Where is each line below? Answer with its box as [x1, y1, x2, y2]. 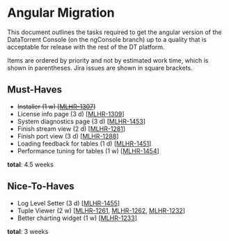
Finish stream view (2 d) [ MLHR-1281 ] [17, 124, 126, 133]
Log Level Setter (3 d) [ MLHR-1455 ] [17, 199, 120, 207]
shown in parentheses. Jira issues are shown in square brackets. [7, 63, 193, 72]
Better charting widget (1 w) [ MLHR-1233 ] [17, 214, 137, 222]
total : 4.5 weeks [7, 160, 54, 169]
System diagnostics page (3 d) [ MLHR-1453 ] [17, 117, 146, 125]
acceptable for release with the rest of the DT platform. [7, 42, 165, 51]
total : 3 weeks [7, 227, 49, 235]
